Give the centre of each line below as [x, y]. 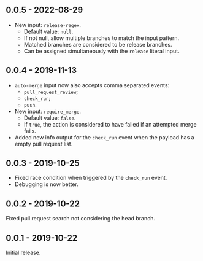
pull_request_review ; [51, 92]
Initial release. [23, 253]
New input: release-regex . [48, 25]
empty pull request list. [44, 144]
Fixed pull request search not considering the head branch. [81, 219]
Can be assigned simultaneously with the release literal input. [101, 51]
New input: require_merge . [48, 111]
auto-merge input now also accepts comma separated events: [92, 85]
